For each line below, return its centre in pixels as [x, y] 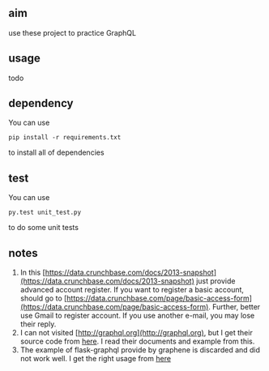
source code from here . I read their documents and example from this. [137, 341]
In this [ [33, 273]
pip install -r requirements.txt [65, 138]
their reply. [38, 324]
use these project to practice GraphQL [72, 32]
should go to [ [43, 298]
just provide [216, 281]
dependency [41, 103]
